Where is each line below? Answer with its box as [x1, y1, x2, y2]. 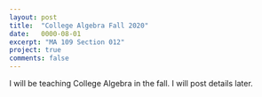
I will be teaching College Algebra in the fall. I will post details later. [9, 78, 253, 88]
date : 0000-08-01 [9, 29, 82, 38]
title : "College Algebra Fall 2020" [9, 21, 149, 30]
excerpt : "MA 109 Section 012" [9, 37, 125, 47]
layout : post [9, 12, 58, 22]
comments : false [9, 54, 69, 63]
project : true [9, 46, 62, 55]
